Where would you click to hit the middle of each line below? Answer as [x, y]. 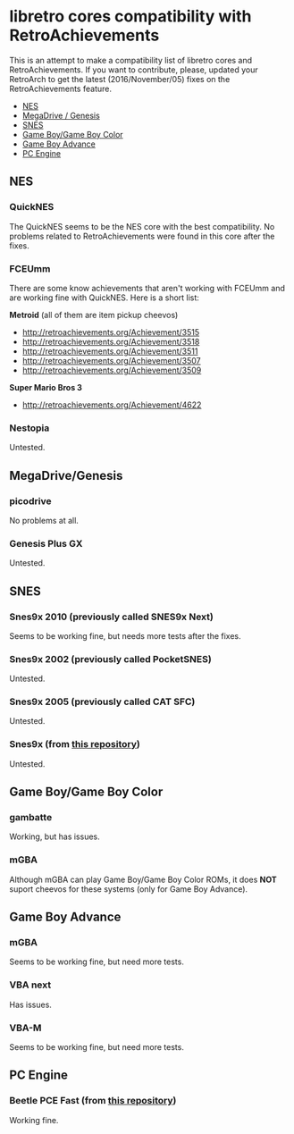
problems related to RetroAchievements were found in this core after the [142, 236]
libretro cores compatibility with [130, 17]
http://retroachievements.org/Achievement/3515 [110, 332]
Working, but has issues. [55, 836]
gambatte [31, 818]
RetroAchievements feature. [60, 88]
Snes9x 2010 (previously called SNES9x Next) [112, 617]
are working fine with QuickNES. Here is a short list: [104, 298]
